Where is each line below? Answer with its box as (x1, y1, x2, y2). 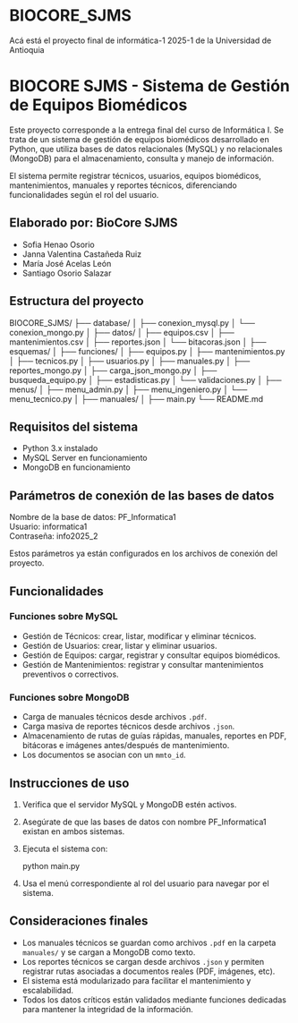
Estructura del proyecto (9, 294, 145, 309)
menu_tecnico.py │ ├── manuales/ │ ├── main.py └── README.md (9, 393, 264, 404)
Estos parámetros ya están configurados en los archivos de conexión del (9, 548, 278, 559)
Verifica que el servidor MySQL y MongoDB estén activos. (21, 798, 237, 810)
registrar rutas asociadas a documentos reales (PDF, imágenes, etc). (21, 966, 276, 976)
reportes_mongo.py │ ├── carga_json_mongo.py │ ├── (9, 364, 217, 376)
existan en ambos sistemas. (21, 825, 125, 837)
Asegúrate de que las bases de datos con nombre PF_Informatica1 (21, 816, 267, 827)
